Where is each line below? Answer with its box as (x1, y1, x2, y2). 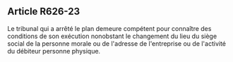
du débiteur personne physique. (7, 46, 101, 55)
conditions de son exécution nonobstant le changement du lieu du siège (7, 32, 217, 40)
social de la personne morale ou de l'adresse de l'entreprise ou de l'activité (7, 39, 227, 48)
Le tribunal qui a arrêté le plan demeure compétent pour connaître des (7, 24, 212, 32)
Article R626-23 (7, 6, 80, 18)
